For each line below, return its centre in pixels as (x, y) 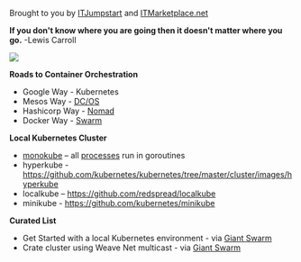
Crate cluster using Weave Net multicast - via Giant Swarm (132, 248)
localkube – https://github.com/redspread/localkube (119, 194)
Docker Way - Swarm (62, 120)
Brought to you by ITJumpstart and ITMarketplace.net (109, 13)
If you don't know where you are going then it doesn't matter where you (146, 30)
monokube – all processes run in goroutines (104, 155)
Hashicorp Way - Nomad (68, 111)
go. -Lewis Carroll (43, 40)
